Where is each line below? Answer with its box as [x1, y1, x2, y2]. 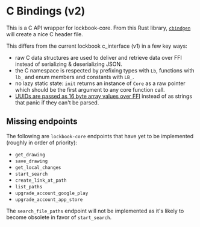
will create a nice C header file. [6, 30, 83, 37]
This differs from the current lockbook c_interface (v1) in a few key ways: [6, 42, 188, 50]
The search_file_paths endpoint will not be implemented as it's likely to [6, 207, 184, 214]
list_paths [14, 184, 43, 190]
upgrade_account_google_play [14, 190, 89, 196]
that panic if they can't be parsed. [14, 98, 99, 106]
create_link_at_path [14, 177, 67, 184]
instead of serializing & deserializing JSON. [14, 60, 122, 68]
